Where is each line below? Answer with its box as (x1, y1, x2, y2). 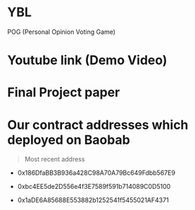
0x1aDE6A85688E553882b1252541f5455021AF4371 (17, 196, 169, 204)
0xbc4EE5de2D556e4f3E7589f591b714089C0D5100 (17, 183, 171, 191)
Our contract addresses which (7, 117, 189, 132)
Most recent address (24, 155, 85, 163)
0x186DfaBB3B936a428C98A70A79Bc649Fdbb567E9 (17, 168, 176, 177)
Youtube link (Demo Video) (7, 52, 168, 68)
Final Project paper (7, 85, 120, 101)
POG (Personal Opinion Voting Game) (7, 27, 116, 36)
